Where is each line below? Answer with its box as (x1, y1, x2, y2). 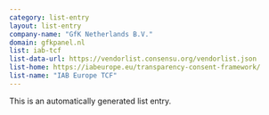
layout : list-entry (9, 21, 82, 30)
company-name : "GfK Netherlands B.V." (9, 29, 153, 38)
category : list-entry (9, 12, 90, 22)
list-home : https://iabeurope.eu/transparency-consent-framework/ (9, 63, 261, 72)
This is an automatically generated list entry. (9, 95, 172, 106)
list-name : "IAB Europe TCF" (9, 71, 118, 80)
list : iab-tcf (9, 46, 62, 55)
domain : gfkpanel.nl (9, 37, 86, 47)
